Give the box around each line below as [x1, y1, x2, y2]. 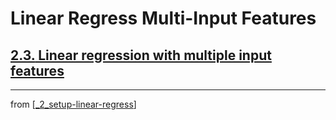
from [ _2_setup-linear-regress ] [10, 98, 137, 110]
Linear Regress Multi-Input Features [10, 7, 317, 30]
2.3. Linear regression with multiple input [10, 47, 272, 64]
